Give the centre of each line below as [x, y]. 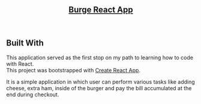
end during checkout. [33, 94]
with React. [20, 64]
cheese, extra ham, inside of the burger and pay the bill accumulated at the [99, 88]
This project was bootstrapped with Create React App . [73, 70]
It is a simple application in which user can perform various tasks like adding [100, 82]
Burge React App [101, 10]
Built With [25, 43]
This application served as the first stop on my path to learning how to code [100, 57]
